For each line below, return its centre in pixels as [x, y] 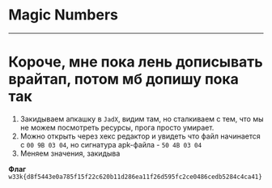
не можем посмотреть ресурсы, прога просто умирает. [117, 127]
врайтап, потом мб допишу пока [123, 79]
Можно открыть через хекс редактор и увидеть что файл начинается [140, 136]
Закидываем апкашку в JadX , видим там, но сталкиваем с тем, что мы [142, 118]
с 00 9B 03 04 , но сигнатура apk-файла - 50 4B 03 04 [111, 144]
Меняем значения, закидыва [70, 153]
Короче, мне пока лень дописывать [136, 62]
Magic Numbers [64, 15]
